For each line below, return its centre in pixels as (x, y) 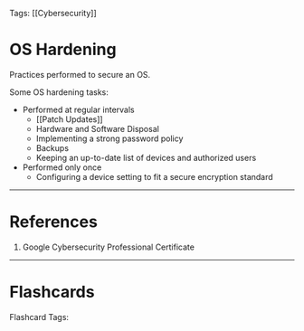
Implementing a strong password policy (109, 138)
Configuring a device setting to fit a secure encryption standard (154, 176)
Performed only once (62, 167)
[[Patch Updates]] (69, 119)
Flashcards (52, 292)
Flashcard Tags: (39, 317)
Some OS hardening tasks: (59, 92)
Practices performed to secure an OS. (80, 74)
